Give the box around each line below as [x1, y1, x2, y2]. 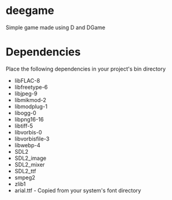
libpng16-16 [14, 116, 44, 123]
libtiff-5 [14, 122, 33, 129]
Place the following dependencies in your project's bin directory [5, 65, 166, 72]
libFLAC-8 [14, 77, 40, 84]
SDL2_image [14, 154, 47, 162]
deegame [5, 4, 55, 18]
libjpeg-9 [14, 89, 38, 97]
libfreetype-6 [14, 83, 48, 91]
